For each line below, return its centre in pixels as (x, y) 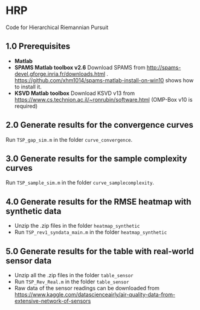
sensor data (29, 261)
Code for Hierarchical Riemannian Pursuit (57, 27)
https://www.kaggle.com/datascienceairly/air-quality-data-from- (95, 295)
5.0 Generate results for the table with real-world (100, 251)
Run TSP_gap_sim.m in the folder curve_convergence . (69, 139)
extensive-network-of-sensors (53, 301)
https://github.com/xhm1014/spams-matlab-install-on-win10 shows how (104, 80)
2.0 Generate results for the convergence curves (100, 125)
